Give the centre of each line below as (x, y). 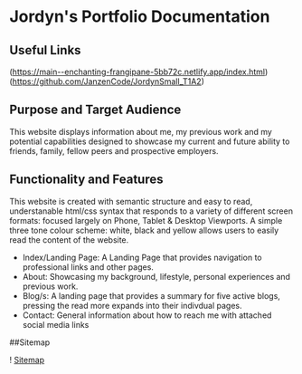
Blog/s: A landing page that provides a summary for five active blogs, (151, 295)
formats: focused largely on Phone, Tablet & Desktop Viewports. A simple (146, 220)
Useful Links (45, 50)
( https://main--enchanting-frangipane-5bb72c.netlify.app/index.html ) (139, 72)
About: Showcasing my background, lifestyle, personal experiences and (156, 276)
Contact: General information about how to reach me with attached (147, 315)
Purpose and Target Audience (95, 110)
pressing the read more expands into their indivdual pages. (132, 305)
